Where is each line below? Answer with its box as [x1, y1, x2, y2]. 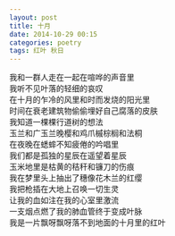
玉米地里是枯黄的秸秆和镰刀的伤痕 [9, 162, 135, 173]
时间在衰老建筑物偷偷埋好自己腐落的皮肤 [9, 105, 158, 116]
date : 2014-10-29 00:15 [9, 29, 98, 38]
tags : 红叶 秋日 [9, 46, 64, 55]
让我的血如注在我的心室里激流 [9, 195, 119, 206]
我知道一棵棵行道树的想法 [9, 117, 104, 128]
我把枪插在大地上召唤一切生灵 [9, 184, 119, 195]
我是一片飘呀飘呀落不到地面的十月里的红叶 [9, 217, 166, 228]
